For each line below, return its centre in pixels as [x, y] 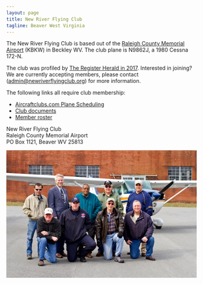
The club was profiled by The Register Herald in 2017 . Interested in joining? [99, 68]
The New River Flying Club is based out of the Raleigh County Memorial [95, 44]
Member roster [34, 117]
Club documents [35, 111]
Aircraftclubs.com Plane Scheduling [60, 104]
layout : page [23, 13]
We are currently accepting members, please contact [72, 74]
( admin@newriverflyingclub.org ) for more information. [74, 81]
